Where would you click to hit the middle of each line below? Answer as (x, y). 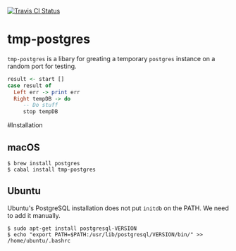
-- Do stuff (41, 105)
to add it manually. (34, 215)
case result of (30, 85)
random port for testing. (42, 66)
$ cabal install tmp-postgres (52, 169)
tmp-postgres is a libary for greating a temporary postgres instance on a (111, 58)
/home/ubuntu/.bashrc (39, 240)
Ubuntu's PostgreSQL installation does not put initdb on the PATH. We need (118, 208)
